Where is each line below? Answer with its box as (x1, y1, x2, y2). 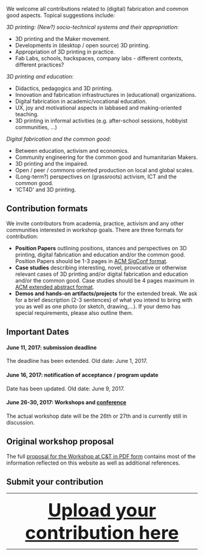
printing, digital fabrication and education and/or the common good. (15, 251, 185, 258)
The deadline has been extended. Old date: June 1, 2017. (6, 357, 148, 365)
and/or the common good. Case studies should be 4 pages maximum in (15, 276, 194, 284)
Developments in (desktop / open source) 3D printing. (15, 42, 150, 49)
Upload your (47, 499, 157, 522)
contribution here (25, 521, 179, 544)
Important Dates (6, 327, 69, 337)
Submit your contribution (6, 477, 104, 487)
